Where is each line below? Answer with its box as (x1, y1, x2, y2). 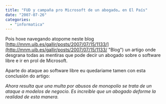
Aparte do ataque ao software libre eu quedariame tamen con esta (5, 68, 146, 74)
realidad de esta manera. (5, 94, 59, 100)
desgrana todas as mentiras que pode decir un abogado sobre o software (5, 52, 161, 58)
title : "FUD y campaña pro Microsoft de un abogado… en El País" (5, 7, 148, 13)
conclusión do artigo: (5, 73, 50, 79)
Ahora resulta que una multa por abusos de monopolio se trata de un (5, 83, 152, 89)
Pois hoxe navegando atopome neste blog (5, 36, 94, 42)
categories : (5, 17, 31, 22)
